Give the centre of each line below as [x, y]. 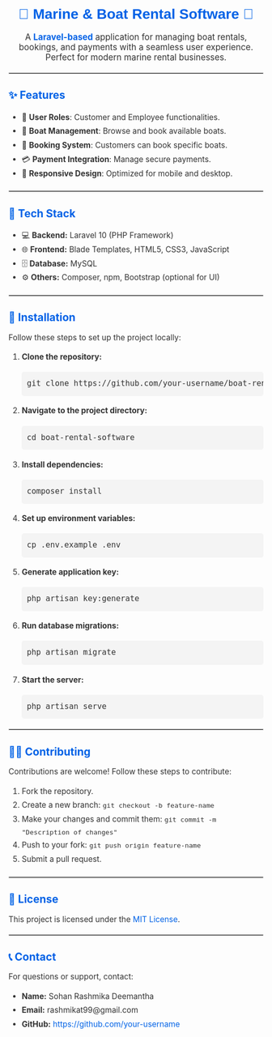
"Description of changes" [70, 832]
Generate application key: [70, 572]
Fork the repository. [57, 791]
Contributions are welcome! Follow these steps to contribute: [120, 772]
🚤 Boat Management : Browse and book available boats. [124, 131]
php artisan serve [67, 706]
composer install [65, 491]
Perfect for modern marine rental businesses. [136, 57]
